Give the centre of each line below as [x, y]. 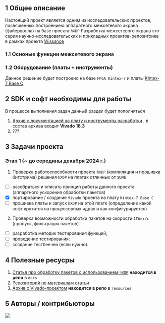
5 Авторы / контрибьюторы [50, 304]
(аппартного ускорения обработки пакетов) [59, 192]
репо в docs [25, 277]
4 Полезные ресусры [40, 260]
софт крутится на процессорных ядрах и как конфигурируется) [80, 208]
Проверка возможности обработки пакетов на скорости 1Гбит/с [81, 218]
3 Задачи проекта [34, 147]
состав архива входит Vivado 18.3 [49, 126]
